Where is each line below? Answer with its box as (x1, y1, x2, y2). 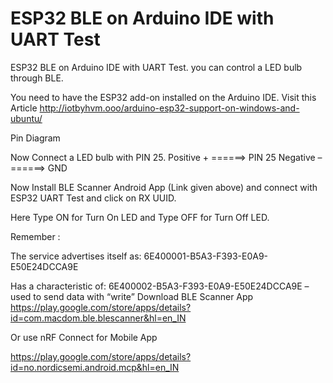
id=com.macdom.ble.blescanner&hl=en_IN (10, 312, 187, 324)
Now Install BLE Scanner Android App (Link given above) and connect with (10, 181, 318, 193)
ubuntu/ (10, 112, 43, 124)
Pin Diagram (10, 132, 61, 144)
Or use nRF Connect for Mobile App (10, 331, 158, 343)
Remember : (10, 230, 61, 242)
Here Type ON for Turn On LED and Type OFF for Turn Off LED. (10, 211, 270, 223)
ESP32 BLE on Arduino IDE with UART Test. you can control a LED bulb (10, 61, 303, 73)
